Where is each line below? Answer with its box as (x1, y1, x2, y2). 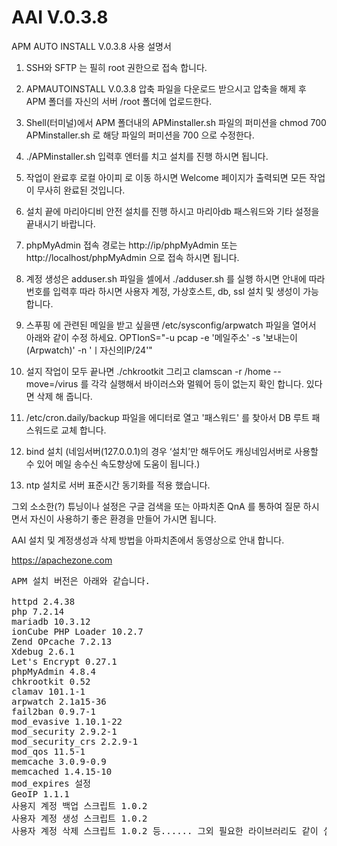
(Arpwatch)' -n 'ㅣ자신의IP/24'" (25, 344, 153, 356)
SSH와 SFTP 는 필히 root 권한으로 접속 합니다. (25, 61, 208, 73)
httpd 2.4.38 (11, 596, 76, 607)
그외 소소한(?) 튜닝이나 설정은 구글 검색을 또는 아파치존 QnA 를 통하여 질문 (11, 500, 301, 512)
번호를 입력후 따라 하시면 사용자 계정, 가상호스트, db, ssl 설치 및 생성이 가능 (25, 285, 319, 297)
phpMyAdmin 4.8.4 (11, 666, 96, 677)
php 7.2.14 (11, 606, 65, 617)
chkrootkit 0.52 (11, 676, 91, 687)
